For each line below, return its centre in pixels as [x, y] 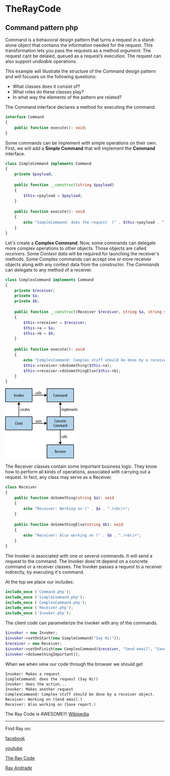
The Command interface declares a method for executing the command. [80, 107]
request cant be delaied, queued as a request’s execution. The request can [83, 56]
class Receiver [21, 487]
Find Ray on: [18, 728]
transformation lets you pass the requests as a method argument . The [78, 51]
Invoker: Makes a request [32, 674]
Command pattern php [42, 28]
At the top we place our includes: [40, 581]
